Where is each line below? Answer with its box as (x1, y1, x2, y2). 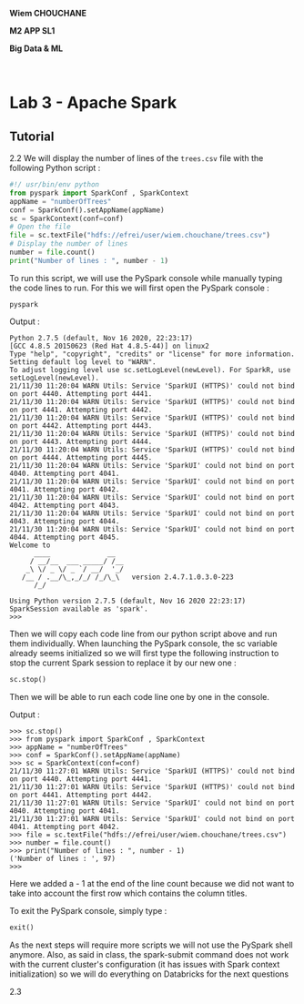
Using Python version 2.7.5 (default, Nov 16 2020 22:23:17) (9, 596, 247, 605)
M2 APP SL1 (9, 25, 56, 35)
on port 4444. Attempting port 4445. (9, 452, 153, 462)
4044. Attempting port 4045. (9, 532, 120, 542)
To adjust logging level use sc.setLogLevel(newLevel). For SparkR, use (9, 365, 291, 374)
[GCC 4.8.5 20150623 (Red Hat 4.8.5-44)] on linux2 (9, 341, 209, 350)
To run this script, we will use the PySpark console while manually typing (9, 272, 283, 283)
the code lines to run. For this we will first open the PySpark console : (9, 282, 270, 293)
